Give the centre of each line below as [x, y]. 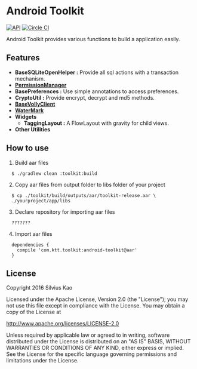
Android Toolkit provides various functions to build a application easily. [93, 39]
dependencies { [30, 245]
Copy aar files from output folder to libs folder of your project [90, 184]
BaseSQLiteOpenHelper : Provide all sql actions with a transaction [97, 72]
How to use [27, 148]
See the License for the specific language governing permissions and [92, 354]
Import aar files [33, 233]
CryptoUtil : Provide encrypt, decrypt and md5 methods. [85, 97]
